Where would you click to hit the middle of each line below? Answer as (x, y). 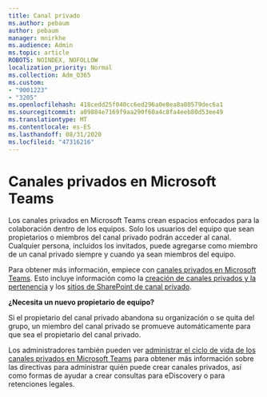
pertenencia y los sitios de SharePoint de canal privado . (100, 287)
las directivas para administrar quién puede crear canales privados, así (125, 367)
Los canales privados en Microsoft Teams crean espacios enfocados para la (134, 220)
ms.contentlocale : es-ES (50, 127)
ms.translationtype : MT (48, 120)
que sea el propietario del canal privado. (75, 335)
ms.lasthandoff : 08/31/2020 (55, 134)
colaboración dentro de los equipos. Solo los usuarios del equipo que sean (131, 229)
